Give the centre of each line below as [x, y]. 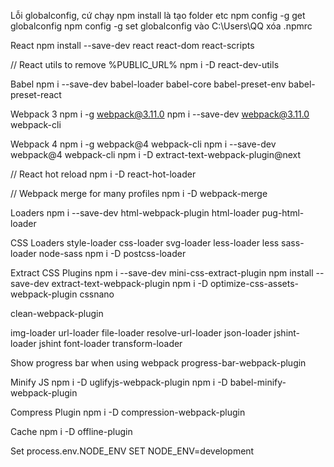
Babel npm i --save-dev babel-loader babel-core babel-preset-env [148, 84]
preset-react [36, 94]
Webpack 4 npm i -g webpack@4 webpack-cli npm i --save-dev [143, 144]
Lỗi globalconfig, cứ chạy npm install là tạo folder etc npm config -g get [158, 15]
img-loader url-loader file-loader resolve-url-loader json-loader [141, 333]
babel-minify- [258, 382]
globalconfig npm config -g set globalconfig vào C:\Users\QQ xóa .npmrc [161, 26]
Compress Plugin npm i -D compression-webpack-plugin [128, 412]
